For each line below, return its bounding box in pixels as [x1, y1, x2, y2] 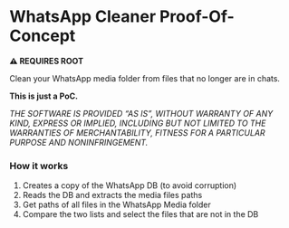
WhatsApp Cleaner [9, 6, 157, 27]
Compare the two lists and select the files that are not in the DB [22, 209, 259, 220]
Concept [9, 25, 76, 46]
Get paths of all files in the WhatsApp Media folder [22, 199, 211, 210]
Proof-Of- [159, 6, 236, 27]
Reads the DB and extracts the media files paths [22, 190, 203, 201]
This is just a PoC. [9, 90, 79, 101]
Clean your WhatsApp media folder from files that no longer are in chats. [9, 72, 281, 83]
